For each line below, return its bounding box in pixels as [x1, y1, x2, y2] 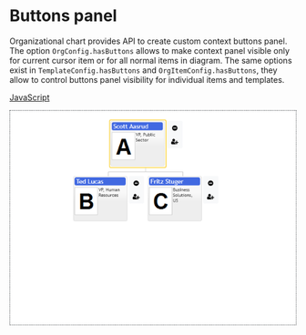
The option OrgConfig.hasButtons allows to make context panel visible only [9, 45, 290, 56]
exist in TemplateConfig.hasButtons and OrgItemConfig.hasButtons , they [9, 65, 278, 76]
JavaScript [9, 92, 50, 103]
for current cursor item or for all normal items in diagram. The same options [9, 55, 293, 66]
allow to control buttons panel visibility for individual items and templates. [9, 74, 285, 85]
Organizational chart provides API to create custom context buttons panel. [9, 36, 288, 46]
